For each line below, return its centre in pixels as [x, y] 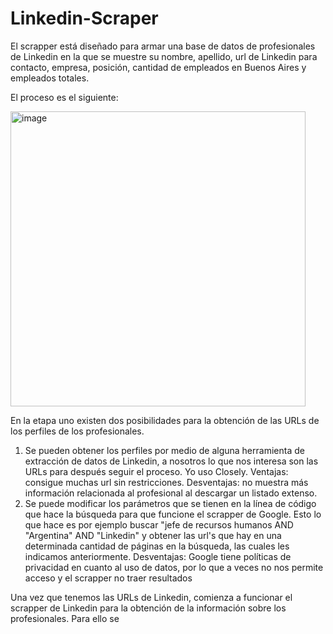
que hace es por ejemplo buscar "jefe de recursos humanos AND [159, 524]
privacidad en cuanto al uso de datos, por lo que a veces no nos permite [174, 567]
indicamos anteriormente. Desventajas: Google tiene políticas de [158, 556]
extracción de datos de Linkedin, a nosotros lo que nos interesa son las [171, 461]
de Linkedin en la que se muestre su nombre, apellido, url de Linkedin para [164, 56]
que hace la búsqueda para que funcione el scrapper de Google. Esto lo [173, 514]
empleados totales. [50, 78]
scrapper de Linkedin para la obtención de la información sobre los [148, 608]
